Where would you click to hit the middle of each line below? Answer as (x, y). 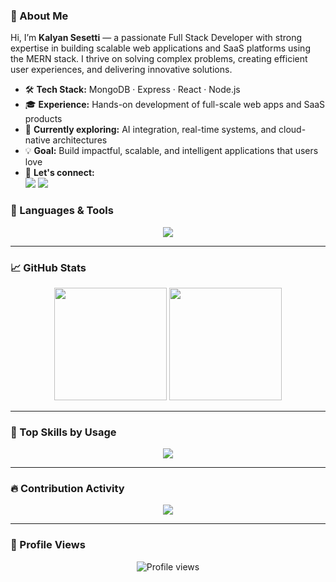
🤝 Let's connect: (59, 173)
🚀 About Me (39, 16)
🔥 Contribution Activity (67, 489)
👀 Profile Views (48, 545)
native (37, 140)
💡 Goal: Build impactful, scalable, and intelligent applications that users (171, 151)
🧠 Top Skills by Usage (63, 432)
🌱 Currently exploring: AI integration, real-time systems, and (150, 130)
